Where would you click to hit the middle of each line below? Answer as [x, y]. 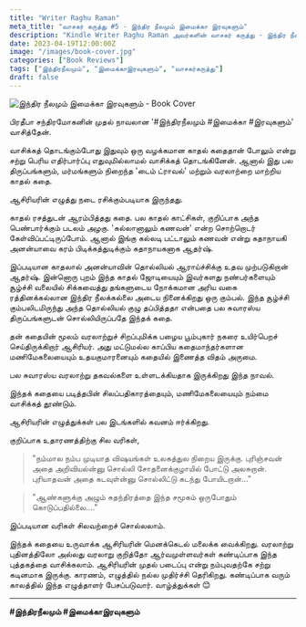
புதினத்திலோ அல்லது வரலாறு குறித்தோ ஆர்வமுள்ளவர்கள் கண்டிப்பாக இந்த [143, 554]
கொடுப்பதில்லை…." [65, 507]
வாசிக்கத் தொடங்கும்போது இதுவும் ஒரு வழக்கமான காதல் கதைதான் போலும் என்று [153, 150]
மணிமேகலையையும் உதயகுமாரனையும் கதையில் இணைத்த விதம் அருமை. [133, 356]
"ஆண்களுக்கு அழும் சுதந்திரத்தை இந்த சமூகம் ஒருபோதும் [134, 496]
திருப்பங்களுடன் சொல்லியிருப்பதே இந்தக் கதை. [91, 318]
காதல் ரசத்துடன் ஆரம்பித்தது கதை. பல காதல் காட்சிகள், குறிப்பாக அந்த [134, 217]
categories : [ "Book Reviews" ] [67, 60]
